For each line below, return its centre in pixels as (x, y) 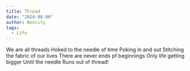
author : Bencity (26, 22)
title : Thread (23, 11)
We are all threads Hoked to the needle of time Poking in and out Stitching (95, 49)
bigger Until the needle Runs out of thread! (58, 62)
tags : (13, 28)
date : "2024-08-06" (30, 17)
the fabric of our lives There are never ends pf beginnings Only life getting (95, 56)
